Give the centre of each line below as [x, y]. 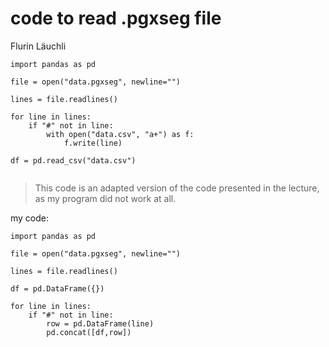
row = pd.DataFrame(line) [100, 323]
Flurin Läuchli [38, 46]
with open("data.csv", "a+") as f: [120, 134]
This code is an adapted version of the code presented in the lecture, [177, 188]
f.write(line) [93, 143]
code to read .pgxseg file [116, 18]
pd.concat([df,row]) [89, 332]
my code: [30, 218]
